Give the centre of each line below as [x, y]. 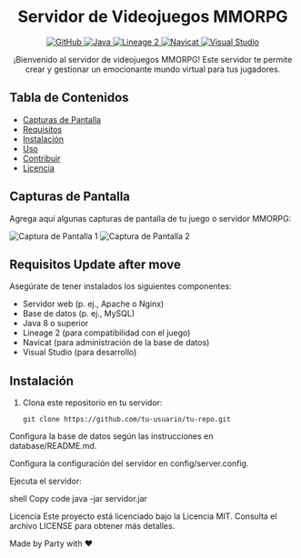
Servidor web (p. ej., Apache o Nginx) [93, 304]
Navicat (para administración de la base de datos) [116, 343]
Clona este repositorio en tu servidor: [92, 403]
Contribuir [41, 158]
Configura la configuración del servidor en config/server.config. [129, 463]
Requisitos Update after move [95, 264]
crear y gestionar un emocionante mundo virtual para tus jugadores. [153, 69]
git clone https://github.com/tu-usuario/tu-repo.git [126, 420]
